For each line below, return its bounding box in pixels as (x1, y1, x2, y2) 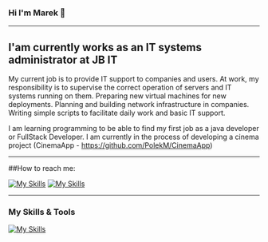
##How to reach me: (8, 164, 76, 173)
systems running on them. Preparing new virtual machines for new (8, 91, 227, 101)
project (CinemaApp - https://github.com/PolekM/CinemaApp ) (8, 141, 213, 150)
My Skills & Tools (8, 207, 76, 218)
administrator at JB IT (8, 53, 118, 66)
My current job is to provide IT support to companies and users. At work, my (8, 74, 259, 84)
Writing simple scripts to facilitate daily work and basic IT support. (8, 108, 226, 118)
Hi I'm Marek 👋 (8, 7, 66, 18)
